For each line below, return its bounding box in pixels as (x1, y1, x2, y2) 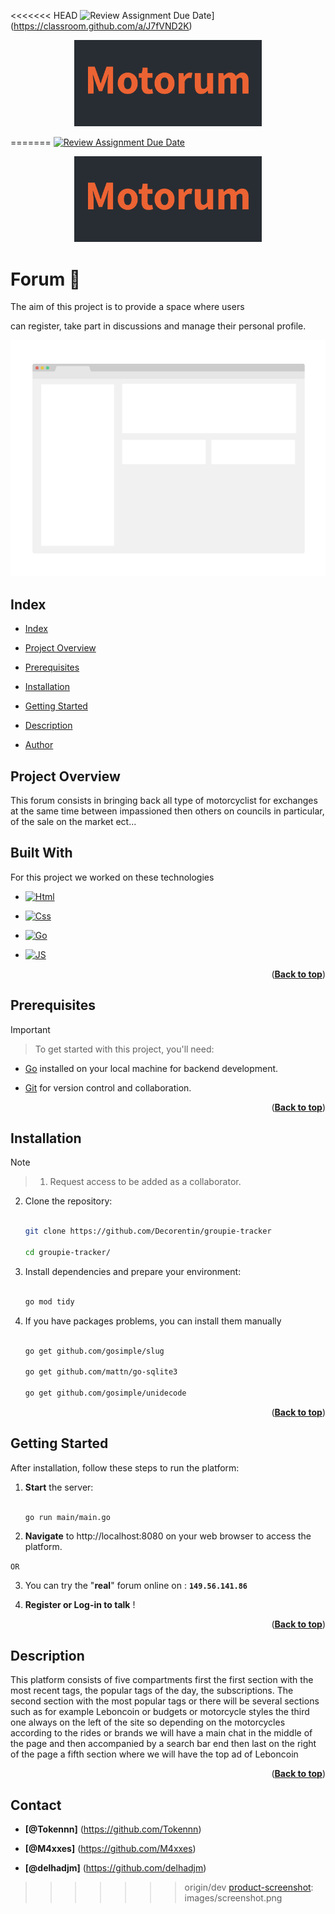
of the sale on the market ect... (10, 815, 137, 827)
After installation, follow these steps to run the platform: (10, 1461, 240, 1474)
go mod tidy (24, 1296, 75, 1307)
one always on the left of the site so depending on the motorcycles (10, 1716, 286, 1729)
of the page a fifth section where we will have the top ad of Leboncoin (10, 1748, 299, 1760)
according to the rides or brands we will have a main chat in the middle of (10, 1727, 313, 1739)
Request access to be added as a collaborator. (49, 1176, 242, 1188)
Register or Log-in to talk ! (24, 1599, 136, 1611)
